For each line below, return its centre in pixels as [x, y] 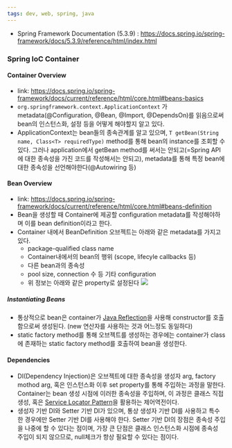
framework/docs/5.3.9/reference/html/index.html [87, 41]
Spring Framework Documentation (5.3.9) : [78, 33]
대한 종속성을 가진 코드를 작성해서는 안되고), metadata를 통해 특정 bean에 [125, 158]
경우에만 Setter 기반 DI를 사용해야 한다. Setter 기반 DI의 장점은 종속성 [119, 420]
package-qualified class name [71, 248]
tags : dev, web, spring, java [51, 14]
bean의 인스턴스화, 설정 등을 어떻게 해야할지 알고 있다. [91, 124]
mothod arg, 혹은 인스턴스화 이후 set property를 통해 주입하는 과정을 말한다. [121, 385]
